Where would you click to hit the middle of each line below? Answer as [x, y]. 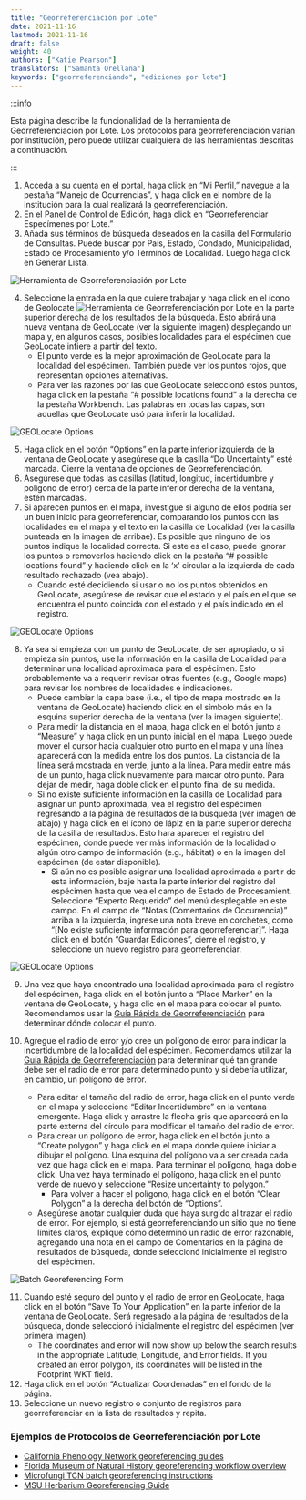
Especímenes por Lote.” [68, 223]
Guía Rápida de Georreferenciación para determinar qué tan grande [150, 1060]
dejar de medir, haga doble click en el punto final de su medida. [156, 784]
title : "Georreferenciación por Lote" [84, 18]
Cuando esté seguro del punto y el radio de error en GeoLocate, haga [154, 1296]
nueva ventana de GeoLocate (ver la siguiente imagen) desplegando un [158, 327]
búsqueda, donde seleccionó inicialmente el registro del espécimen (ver [159, 1325]
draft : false [35, 43]
